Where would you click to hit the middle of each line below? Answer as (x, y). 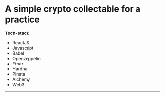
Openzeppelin (26, 58)
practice (23, 19)
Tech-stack (17, 33)
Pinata (19, 74)
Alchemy (21, 79)
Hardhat (20, 69)
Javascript (23, 48)
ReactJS (21, 42)
